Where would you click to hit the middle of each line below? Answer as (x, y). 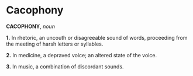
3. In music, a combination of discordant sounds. (65, 66)
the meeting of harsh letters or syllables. (55, 44)
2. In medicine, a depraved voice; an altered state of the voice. (81, 55)
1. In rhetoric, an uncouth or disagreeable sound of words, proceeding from (97, 37)
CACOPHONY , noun (31, 26)
